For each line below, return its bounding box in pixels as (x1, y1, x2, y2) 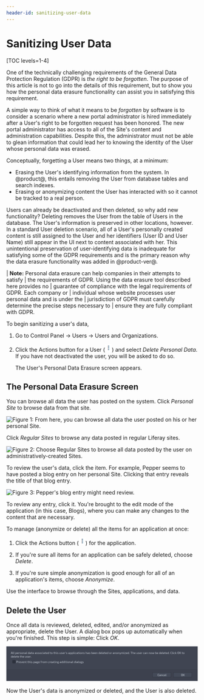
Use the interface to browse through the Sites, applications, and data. (6, 588, 180, 595)
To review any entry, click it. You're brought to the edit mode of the (6, 501, 174, 508)
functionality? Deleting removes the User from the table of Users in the (6, 213, 183, 220)
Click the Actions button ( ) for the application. (15, 540, 137, 547)
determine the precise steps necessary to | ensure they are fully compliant (6, 301, 192, 309)
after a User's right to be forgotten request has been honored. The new (6, 119, 184, 126)
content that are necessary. (6, 513, 75, 521)
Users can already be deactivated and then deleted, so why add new (6, 206, 178, 213)
